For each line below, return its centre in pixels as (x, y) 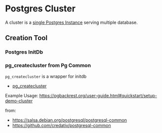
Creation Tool (26, 38)
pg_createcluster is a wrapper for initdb (46, 76)
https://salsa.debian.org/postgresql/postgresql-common (70, 120)
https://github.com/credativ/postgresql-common (61, 125)
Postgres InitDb (24, 52)
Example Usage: (22, 95)
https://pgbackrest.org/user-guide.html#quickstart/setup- (98, 95)
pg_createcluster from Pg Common (48, 66)
